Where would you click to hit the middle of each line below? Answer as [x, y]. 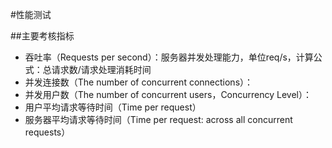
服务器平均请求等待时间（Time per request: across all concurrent [158, 119]
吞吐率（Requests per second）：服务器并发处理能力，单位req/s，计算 [169, 57]
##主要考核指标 [42, 36]
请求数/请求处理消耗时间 [101, 69]
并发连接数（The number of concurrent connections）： [139, 82]
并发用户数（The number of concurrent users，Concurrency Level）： [168, 94]
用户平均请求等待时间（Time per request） [113, 107]
